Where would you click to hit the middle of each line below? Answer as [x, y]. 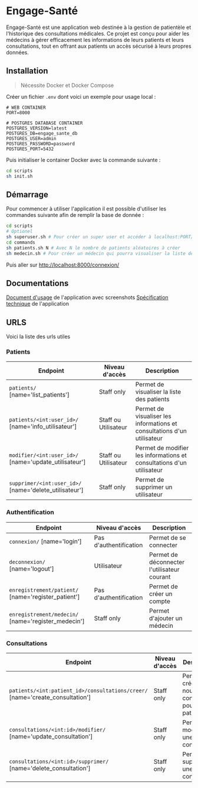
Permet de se [168, 537]
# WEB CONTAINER [26, 108]
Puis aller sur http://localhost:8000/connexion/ [63, 265]
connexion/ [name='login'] [45, 541]
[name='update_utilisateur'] [47, 462]
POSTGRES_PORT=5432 [30, 149]
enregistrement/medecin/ [44, 614]
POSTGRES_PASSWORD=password [41, 144]
